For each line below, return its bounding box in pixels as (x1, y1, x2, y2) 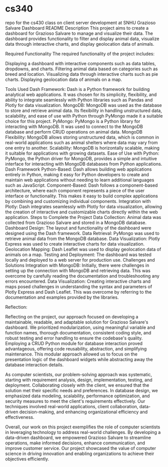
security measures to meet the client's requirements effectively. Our (5, 398, 145, 404)
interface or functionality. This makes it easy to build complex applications (5, 193, 158, 199)
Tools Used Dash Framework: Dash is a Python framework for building (5, 86, 150, 92)
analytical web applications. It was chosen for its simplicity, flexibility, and (5, 91, 157, 97)
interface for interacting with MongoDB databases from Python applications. (5, 161, 162, 167)
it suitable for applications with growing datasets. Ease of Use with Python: (5, 150, 159, 156)
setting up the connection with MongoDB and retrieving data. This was (5, 267, 151, 274)
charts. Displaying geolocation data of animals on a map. (5, 76, 122, 82)
